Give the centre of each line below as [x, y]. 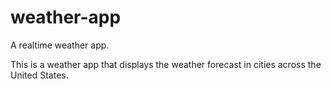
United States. [39, 75]
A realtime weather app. [60, 45]
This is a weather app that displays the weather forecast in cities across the [166, 64]
